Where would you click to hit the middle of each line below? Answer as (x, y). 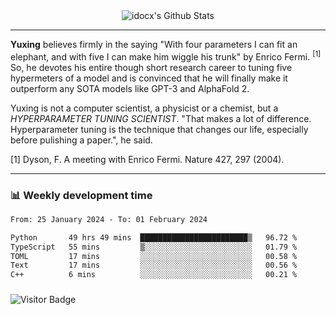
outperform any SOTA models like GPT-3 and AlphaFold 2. (130, 88)
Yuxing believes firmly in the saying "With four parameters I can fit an (154, 44)
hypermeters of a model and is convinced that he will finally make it (149, 78)
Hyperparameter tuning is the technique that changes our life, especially (159, 129)
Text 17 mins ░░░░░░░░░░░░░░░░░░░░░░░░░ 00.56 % (154, 265)
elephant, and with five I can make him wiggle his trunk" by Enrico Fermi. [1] (166, 56)
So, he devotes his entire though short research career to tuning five (151, 67)
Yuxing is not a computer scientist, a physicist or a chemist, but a (144, 108)
